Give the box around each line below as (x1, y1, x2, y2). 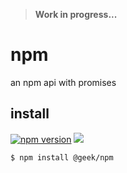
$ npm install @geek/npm (10, 152, 114, 163)
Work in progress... (34, 9, 118, 20)
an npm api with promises (10, 76, 117, 88)
